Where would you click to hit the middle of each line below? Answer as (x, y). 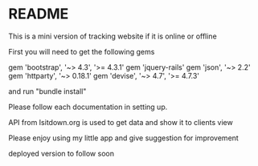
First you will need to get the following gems (82, 51)
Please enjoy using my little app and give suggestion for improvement (123, 138)
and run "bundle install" (47, 91)
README (39, 14)
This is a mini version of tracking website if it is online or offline (113, 36)
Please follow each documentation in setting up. (88, 107)
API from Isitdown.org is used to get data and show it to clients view (121, 122)
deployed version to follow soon (61, 153)
